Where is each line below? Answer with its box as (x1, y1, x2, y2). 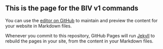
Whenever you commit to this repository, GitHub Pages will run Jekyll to (5, 32, 155, 38)
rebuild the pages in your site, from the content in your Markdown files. (5, 38, 153, 44)
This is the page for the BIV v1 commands (5, 4, 139, 13)
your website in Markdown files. (5, 23, 72, 29)
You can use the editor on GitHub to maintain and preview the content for (5, 17, 158, 23)
